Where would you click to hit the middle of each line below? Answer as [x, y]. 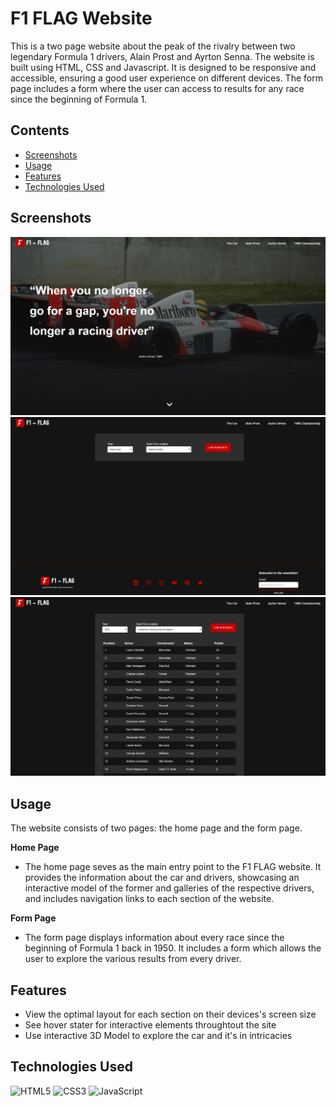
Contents [40, 130]
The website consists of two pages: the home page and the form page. [156, 828]
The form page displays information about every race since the [154, 938]
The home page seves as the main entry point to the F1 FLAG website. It [173, 867]
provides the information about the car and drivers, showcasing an [162, 878]
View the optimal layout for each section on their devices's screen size [170, 1014]
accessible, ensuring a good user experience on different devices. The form [166, 78]
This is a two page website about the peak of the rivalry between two [153, 46]
